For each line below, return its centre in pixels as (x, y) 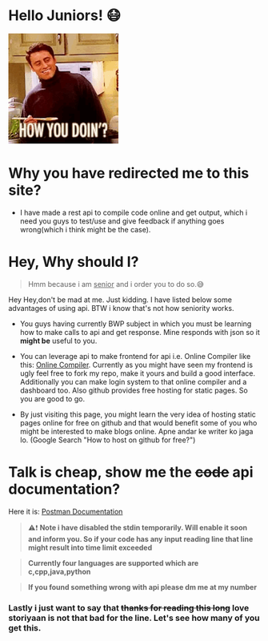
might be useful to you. (58, 341)
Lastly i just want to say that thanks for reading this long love (129, 607)
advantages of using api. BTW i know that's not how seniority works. (121, 308)
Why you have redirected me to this (129, 173)
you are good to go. (52, 398)
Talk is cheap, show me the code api (131, 472)
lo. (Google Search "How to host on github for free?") (108, 440)
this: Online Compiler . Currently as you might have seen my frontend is (136, 365)
